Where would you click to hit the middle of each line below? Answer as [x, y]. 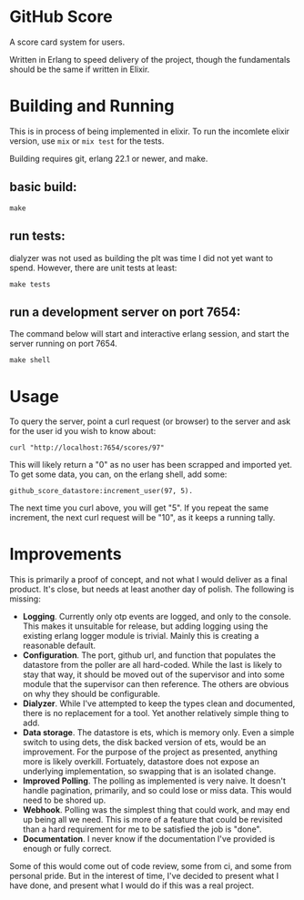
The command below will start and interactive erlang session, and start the [149, 334]
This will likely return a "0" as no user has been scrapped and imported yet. [151, 465]
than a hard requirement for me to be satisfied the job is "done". [142, 829]
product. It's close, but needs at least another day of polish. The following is [152, 590]
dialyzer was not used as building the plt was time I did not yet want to [141, 258]
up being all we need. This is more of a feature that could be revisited [152, 820]
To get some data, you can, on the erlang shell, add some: [118, 474]
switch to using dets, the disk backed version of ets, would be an [144, 743]
